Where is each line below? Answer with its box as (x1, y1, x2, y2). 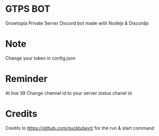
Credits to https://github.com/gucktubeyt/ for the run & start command (5, 125, 154, 131)
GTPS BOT (5, 3, 50, 15)
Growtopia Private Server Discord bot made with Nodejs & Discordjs (5, 20, 149, 26)
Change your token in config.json (5, 55, 76, 61)
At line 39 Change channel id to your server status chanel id (5, 90, 132, 96)
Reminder (5, 73, 48, 85)
